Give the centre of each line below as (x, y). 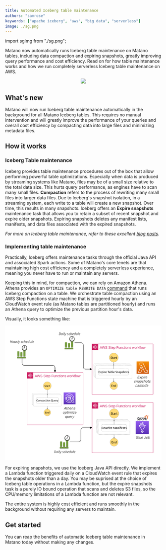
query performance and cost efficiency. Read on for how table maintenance (83, 61)
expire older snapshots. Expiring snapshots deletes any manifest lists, (76, 219)
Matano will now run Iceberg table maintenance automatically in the (74, 110)
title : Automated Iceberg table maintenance (52, 10)
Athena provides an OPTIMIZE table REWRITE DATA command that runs (76, 288)
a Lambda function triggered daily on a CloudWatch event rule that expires (81, 473)
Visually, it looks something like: (38, 319)
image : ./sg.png (22, 26)
